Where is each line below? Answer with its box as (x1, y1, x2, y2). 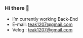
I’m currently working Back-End (12, 16, 78, 22)
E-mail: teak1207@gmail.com (12, 21, 73, 27)
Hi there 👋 (5, 5, 30, 12)
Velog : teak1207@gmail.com (12, 27, 73, 33)
